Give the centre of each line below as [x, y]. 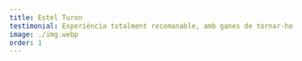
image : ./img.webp [44, 34]
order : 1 [26, 43]
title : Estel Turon [46, 17]
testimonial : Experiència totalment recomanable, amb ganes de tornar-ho [151, 26]
